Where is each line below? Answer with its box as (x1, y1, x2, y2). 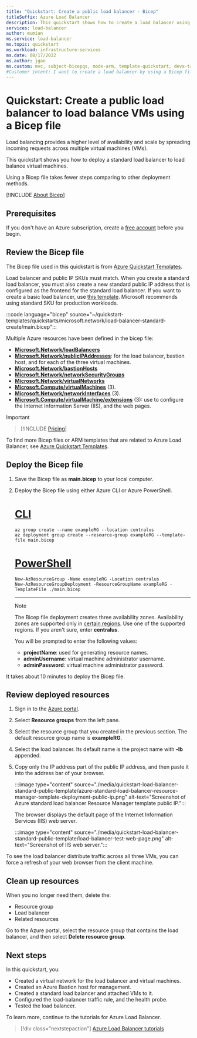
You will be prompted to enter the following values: (14, 638, 138, 645)
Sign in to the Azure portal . (14, 705, 80, 712)
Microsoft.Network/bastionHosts (14, 365, 98, 372)
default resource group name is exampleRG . (14, 735, 122, 742)
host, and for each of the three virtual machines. (14, 358, 131, 365)
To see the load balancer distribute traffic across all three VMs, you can (6, 853, 179, 860)
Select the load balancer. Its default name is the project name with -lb (14, 746, 184, 753)
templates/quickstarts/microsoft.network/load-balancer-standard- (6, 317, 167, 324)
